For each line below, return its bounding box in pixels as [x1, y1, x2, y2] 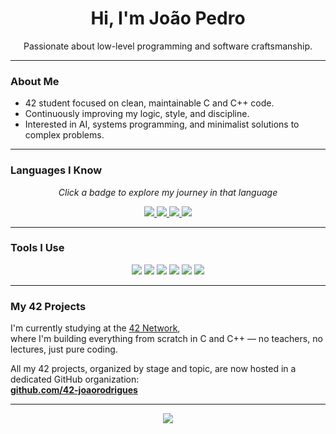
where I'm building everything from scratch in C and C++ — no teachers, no [10, 333, 323, 345]
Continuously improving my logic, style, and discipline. [24, 108, 250, 120]
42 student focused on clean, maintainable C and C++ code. [24, 97, 275, 109]
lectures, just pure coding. [10, 343, 118, 356]
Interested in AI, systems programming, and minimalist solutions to [24, 118, 300, 131]
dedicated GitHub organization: [10, 373, 140, 386]
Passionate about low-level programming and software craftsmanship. [23, 40, 313, 52]
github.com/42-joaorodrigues [10, 384, 138, 396]
